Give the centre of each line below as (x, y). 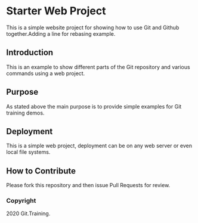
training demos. (25, 113)
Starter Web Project (56, 11)
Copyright (21, 201)
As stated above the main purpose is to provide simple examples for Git (94, 106)
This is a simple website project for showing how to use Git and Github (93, 27)
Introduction (30, 53)
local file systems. (28, 152)
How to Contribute (41, 171)
